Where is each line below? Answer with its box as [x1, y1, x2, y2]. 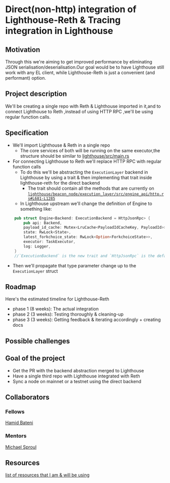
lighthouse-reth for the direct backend [20, 180, 100, 186]
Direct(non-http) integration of [5, 4, 137, 15]
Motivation [5, 45, 40, 54]
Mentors [5, 432, 27, 439]
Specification [5, 128, 49, 137]
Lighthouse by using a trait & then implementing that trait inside [20, 174, 152, 181]
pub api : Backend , [23, 220, 62, 225]
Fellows [5, 408, 25, 415]
